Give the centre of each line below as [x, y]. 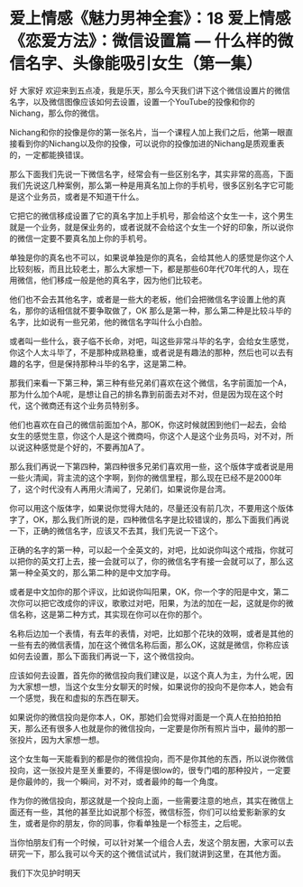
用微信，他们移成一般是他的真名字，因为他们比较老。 [108, 280]
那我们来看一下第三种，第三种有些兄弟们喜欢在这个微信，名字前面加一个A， [150, 383]
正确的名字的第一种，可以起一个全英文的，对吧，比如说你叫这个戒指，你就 [147, 550]
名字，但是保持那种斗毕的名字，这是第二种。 [108, 363]
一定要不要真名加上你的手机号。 [92, 238]
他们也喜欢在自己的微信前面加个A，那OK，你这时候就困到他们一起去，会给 [148, 425]
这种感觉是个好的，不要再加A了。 [87, 447]
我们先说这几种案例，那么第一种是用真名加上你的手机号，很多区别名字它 [143, 185]
